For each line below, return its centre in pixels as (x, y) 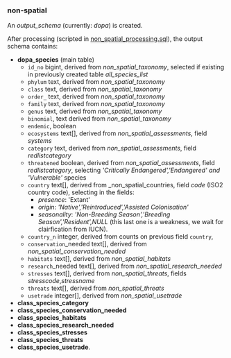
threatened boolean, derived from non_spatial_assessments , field (121, 163)
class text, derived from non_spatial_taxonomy (95, 89)
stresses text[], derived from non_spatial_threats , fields (107, 273)
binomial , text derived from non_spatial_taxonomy (99, 119)
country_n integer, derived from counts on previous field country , (120, 237)
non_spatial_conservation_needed (77, 251)
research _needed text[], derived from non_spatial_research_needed (125, 266)
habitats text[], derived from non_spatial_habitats (99, 259)
